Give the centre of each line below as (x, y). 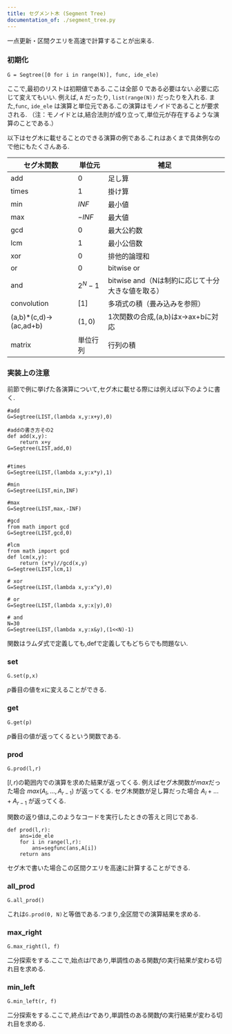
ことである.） (38, 123)
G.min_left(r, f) (32, 1002)
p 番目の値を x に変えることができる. (57, 690)
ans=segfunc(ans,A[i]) (65, 848)
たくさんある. (50, 146)
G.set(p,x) (23, 676)
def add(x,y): (28, 437)
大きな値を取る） (136, 291)
